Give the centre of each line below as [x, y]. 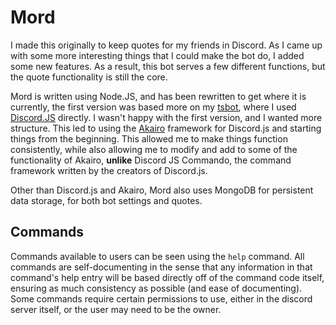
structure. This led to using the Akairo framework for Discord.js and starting [166, 128]
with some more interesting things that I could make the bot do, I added [157, 55]
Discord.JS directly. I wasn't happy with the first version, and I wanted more [166, 117]
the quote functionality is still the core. [89, 77]
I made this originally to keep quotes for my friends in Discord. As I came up [166, 45]
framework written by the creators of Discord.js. [109, 170]
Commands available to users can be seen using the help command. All [157, 256]
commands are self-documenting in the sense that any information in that [161, 267]
